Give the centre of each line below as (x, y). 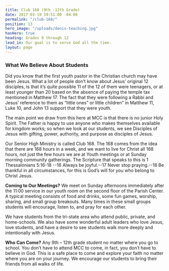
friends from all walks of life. (35, 264)
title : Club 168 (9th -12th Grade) (43, 10)
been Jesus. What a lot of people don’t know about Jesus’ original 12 (77, 81)
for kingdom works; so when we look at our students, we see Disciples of (81, 128)
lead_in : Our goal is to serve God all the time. (59, 43)
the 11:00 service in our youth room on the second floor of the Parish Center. (85, 191)
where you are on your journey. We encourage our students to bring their (81, 258)
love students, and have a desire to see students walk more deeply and (79, 227)
